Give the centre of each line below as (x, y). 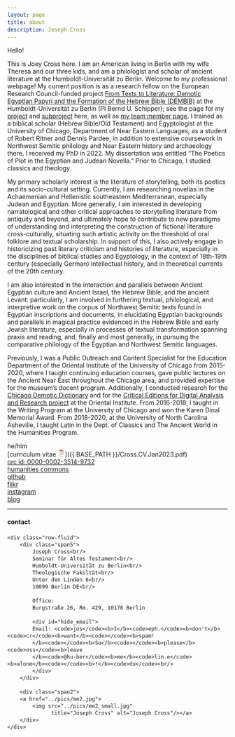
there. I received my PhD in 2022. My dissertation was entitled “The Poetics (116, 154)
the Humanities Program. (43, 433)
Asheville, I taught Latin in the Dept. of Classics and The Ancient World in (113, 425)
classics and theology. (40, 168)
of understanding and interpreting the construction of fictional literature (110, 226)
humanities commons (38, 469)
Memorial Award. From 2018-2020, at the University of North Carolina (107, 418)
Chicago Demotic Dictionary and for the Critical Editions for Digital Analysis (115, 395)
